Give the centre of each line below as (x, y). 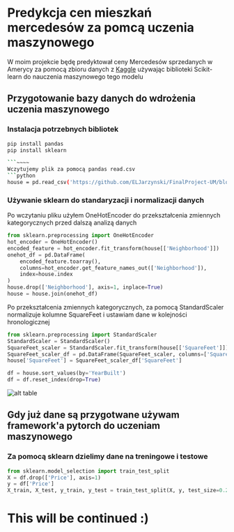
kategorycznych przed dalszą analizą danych (72, 223)
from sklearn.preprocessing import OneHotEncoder (81, 236)
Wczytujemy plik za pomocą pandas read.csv (71, 169)
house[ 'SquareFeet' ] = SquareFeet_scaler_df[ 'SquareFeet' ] (95, 360)
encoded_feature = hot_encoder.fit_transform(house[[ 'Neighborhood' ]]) (113, 248)
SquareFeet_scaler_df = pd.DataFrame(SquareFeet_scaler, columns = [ (107, 354)
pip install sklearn (37, 150)
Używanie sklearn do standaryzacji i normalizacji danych (106, 200)
